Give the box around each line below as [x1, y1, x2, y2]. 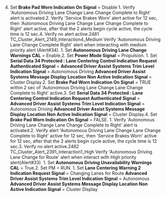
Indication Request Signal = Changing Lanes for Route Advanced [10, 170, 147, 176]
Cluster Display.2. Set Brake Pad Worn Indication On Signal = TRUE [10, 79, 151, 85]
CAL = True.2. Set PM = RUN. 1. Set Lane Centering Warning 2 [10, 165, 141, 171]
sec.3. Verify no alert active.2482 [10, 144, 79, 149]
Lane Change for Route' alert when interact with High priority [10, 154, 137, 160]
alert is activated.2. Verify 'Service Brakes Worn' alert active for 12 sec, [10, 15, 157, 21]
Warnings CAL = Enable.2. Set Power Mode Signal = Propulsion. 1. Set [10, 52, 157, 58]
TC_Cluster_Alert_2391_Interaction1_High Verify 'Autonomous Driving [10, 149, 152, 155]
